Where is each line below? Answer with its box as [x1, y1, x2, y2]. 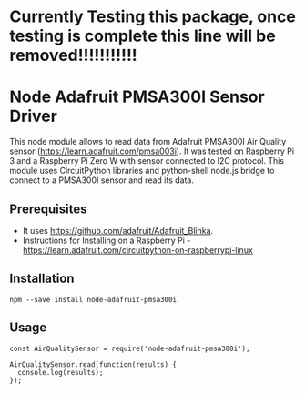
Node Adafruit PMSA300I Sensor [9, 86, 266, 107]
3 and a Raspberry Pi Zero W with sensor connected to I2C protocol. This [9, 156, 285, 166]
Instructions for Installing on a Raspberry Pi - [22, 235, 191, 246]
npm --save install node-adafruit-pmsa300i [9, 295, 178, 304]
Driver [9, 106, 57, 126]
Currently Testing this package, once [9, 6, 296, 27]
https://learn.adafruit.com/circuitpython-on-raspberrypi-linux [22, 244, 253, 256]
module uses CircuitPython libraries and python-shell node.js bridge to [9, 166, 275, 176]
